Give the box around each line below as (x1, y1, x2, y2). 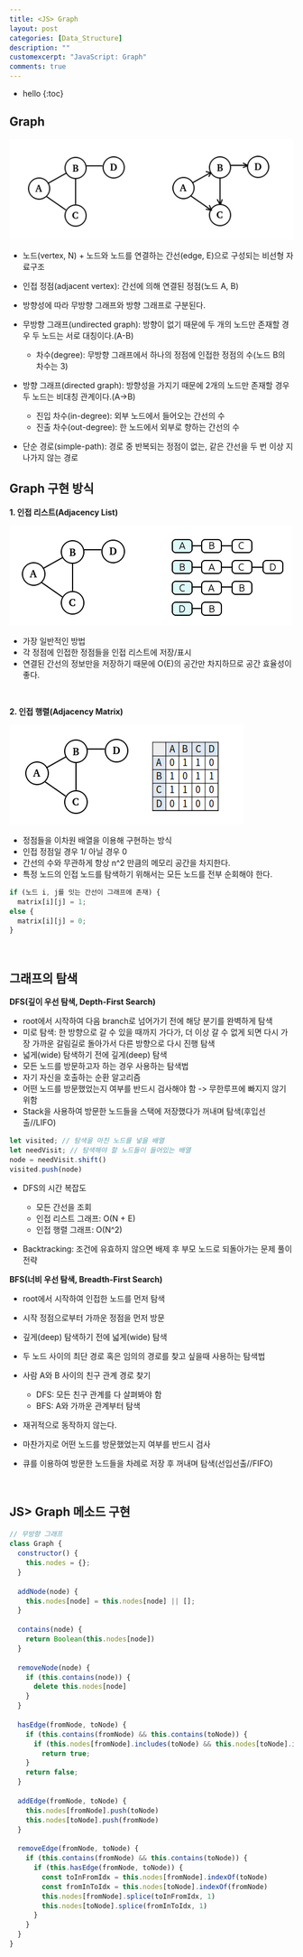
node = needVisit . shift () (9, 1155, 106, 1164)
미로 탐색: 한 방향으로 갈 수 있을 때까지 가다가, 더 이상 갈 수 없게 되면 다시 (22, 1027, 280, 1038)
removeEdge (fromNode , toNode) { (17, 1844, 140, 1853)
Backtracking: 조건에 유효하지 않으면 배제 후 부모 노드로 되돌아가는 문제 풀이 (22, 1243, 293, 1254)
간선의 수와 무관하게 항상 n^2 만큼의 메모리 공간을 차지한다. (22, 857, 231, 868)
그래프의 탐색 (9, 971, 78, 986)
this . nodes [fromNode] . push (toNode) (25, 1806, 160, 1815)
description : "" (9, 43, 70, 52)
